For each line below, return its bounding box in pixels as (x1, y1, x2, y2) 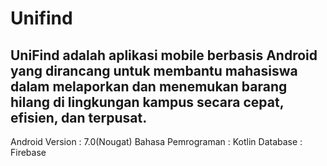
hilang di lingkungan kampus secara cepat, (10, 93, 285, 111)
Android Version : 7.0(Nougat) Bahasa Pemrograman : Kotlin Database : (10, 136, 303, 147)
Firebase (10, 147, 47, 158)
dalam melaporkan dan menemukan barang (10, 78, 288, 95)
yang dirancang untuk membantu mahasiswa (10, 62, 298, 79)
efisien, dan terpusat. (10, 109, 148, 126)
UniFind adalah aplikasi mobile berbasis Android (10, 47, 318, 64)
